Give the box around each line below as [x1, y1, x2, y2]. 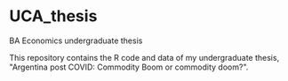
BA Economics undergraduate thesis [9, 35, 143, 46]
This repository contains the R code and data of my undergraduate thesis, [9, 52, 280, 63]
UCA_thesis [9, 6, 98, 26]
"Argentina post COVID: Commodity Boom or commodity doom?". [9, 62, 249, 72]
